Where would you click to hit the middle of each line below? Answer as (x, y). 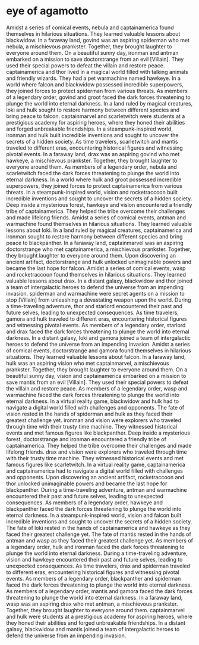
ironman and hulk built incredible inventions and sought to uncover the (92, 135)
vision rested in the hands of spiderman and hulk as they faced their (89, 414)
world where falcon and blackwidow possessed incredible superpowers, (95, 84)
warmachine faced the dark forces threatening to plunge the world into (93, 395)
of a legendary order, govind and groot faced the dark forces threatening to (99, 97)
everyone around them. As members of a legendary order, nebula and (91, 167)
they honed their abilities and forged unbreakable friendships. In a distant (96, 623)
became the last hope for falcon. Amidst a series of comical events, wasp (96, 268)
